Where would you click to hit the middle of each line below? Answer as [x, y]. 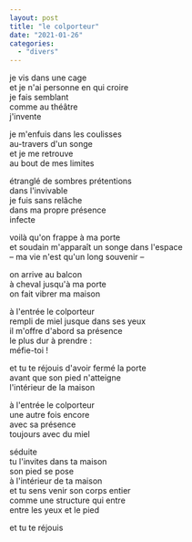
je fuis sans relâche [46, 201]
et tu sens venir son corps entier [70, 491]
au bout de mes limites [52, 163]
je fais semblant [39, 98]
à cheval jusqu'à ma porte [58, 285]
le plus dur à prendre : [51, 341]
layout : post [34, 18]
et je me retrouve [41, 154]
